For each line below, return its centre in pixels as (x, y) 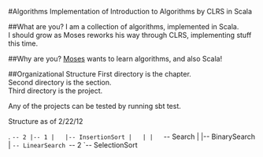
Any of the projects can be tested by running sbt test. (94, 106)
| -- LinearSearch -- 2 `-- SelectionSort (73, 145)
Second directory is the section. (60, 82)
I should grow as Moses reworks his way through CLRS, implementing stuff (130, 35)
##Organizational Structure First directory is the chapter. (100, 74)
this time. (23, 43)
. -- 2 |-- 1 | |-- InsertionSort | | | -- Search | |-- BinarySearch (132, 136)
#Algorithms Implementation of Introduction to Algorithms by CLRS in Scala (130, 11)
